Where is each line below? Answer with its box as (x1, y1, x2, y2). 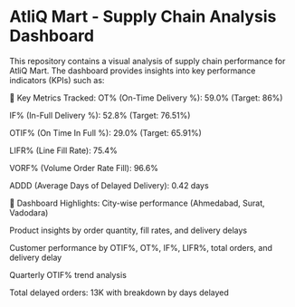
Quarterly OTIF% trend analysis (9, 269, 127, 280)
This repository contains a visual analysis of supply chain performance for (9, 55, 286, 66)
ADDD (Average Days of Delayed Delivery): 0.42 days (9, 179, 210, 191)
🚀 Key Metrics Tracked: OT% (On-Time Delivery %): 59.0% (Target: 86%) (9, 92, 283, 103)
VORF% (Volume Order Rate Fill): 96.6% (9, 162, 158, 173)
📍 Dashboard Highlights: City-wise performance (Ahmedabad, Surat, (9, 197, 265, 208)
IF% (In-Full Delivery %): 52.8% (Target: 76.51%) (9, 110, 191, 120)
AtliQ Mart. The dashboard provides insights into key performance (9, 65, 256, 76)
